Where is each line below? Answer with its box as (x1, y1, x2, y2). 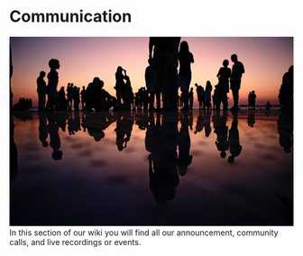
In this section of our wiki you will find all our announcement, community (9, 227, 279, 238)
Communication (9, 6, 133, 27)
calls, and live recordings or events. (9, 236, 142, 247)
